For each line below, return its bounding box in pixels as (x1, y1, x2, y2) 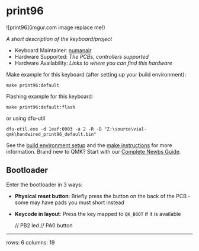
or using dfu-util (6, 115, 46, 122)
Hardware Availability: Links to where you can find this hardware (14, 59, 173, 66)
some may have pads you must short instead (14, 199, 124, 206)
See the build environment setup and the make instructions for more (6, 141, 173, 149)
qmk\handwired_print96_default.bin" (6, 131, 97, 137)
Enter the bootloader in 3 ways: (6, 181, 83, 188)
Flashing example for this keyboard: (6, 93, 94, 100)
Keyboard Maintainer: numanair (14, 46, 92, 54)
